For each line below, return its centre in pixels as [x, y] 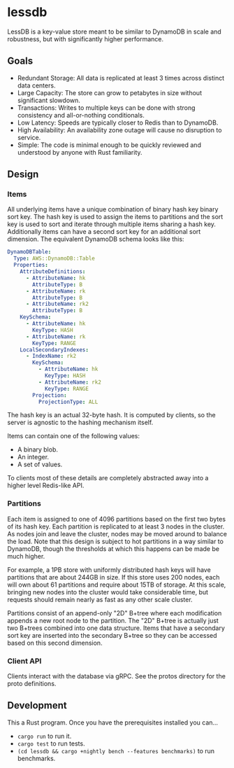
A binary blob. [37, 449]
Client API [24, 661]
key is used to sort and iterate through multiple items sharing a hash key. [112, 224]
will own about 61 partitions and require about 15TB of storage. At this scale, [117, 585]
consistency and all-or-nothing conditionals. [81, 115]
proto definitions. [32, 684]
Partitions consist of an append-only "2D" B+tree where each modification [115, 613]
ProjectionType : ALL [68, 402]
